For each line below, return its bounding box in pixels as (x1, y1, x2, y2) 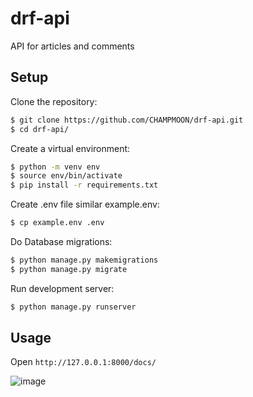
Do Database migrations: (10, 236, 113, 247)
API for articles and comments (10, 40, 135, 52)
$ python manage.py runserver (10, 302, 137, 312)
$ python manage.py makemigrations (10, 255, 159, 265)
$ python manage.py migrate (10, 264, 128, 274)
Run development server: (10, 282, 115, 294)
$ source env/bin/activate (10, 171, 123, 181)
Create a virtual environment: (10, 142, 131, 154)
